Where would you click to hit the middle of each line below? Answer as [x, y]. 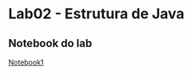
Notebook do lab [50, 43]
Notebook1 [26, 62]
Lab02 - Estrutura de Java [96, 14]
